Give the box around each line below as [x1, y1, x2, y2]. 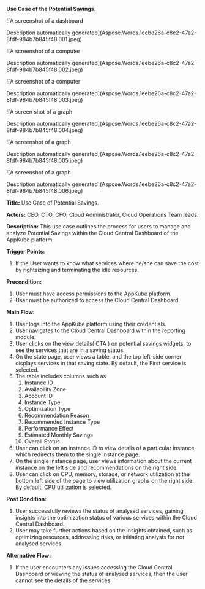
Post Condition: [6, 496, 47, 502]
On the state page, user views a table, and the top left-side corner [15, 353, 182, 360]
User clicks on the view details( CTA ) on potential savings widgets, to [15, 340, 192, 347]
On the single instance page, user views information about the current [15, 458, 192, 464]
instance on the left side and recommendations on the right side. [15, 464, 179, 471]
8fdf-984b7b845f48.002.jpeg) [6, 66, 84, 73]
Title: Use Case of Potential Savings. [6, 199, 99, 206]
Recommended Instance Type [24, 418, 100, 426]
